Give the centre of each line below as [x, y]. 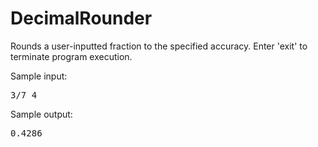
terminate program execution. [71, 56]
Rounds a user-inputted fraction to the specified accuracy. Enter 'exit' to [159, 46]
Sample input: [39, 76]
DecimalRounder [81, 18]
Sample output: [41, 114]
